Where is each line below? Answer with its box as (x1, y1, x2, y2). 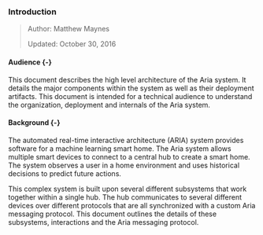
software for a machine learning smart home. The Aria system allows (8, 144, 232, 153)
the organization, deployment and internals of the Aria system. (8, 100, 211, 109)
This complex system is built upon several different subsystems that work (8, 184, 247, 193)
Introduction (8, 6, 57, 17)
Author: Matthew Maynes (27, 24, 110, 34)
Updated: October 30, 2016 (27, 39, 117, 49)
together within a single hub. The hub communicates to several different (8, 192, 243, 202)
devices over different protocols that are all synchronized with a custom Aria (8, 200, 256, 210)
